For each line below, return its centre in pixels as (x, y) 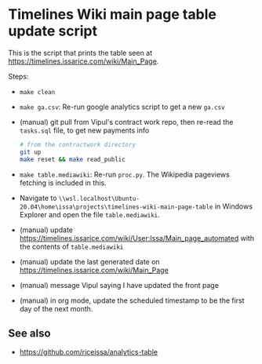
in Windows (234, 206)
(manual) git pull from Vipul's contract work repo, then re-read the (126, 122)
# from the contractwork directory (78, 144)
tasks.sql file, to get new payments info (84, 130)
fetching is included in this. (63, 183)
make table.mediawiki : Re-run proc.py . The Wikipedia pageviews (124, 174)
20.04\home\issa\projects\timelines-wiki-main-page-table (116, 207)
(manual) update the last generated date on (89, 261)
